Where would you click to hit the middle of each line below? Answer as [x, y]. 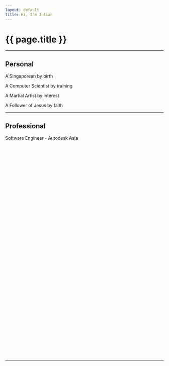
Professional [25, 126]
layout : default [22, 10]
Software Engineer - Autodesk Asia [41, 138]
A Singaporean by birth [29, 76]
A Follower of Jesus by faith [34, 106]
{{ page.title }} [36, 39]
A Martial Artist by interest [32, 96]
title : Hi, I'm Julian [29, 15]
